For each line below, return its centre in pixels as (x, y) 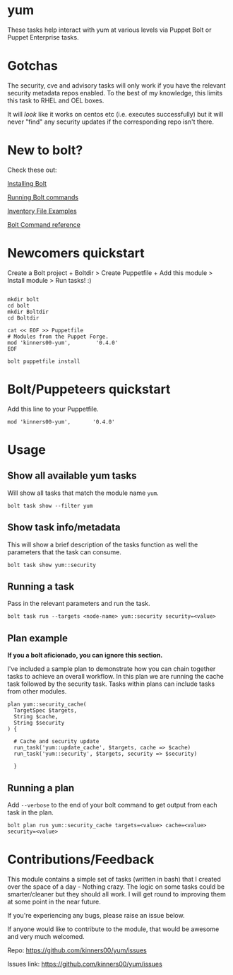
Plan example (38, 638)
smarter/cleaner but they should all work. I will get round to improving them (116, 894)
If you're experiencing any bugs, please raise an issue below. (96, 915)
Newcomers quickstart (76, 253)
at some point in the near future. (54, 901)
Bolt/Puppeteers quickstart (89, 389)
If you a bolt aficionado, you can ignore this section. (85, 655)
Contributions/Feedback (81, 859)
